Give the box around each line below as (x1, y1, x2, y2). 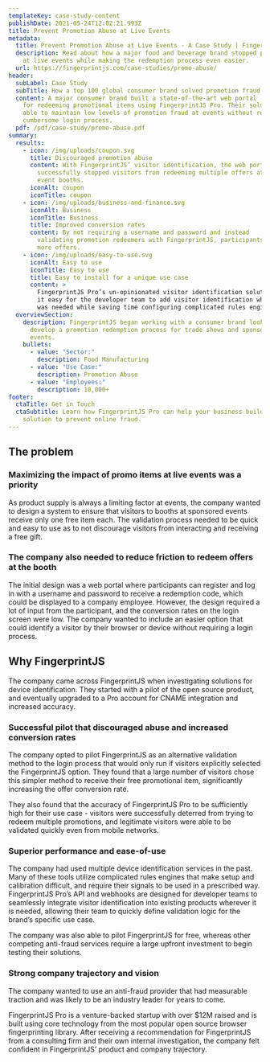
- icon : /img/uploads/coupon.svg (22, 146, 135, 154)
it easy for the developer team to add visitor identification (37, 296, 253, 304)
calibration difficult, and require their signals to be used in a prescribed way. (8, 881, 260, 891)
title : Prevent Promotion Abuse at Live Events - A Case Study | (15, 42, 239, 50)
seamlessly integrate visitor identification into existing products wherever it (8, 898, 257, 908)
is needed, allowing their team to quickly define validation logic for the (8, 906, 241, 916)
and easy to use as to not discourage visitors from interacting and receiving (8, 523, 259, 533)
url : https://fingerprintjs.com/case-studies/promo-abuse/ (15, 64, 218, 72)
